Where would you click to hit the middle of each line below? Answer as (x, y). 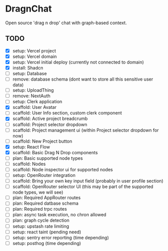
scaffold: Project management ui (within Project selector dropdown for (86, 130)
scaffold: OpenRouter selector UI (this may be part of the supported (83, 186)
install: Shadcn (28, 68)
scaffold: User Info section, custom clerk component (67, 113)
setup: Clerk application (37, 102)
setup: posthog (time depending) (47, 243)
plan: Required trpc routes (40, 209)
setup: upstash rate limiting (41, 226)
